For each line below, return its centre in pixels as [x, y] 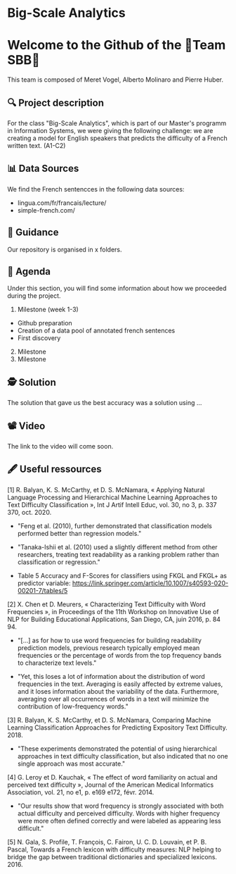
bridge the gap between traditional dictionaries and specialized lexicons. [112, 856]
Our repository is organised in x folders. [65, 249]
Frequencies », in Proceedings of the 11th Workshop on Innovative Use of [113, 611]
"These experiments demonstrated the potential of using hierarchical [117, 749]
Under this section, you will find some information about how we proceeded [117, 288]
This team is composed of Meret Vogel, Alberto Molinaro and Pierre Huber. [115, 80]
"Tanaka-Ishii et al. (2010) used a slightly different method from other [117, 547]
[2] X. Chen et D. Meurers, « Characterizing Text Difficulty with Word [106, 604]
